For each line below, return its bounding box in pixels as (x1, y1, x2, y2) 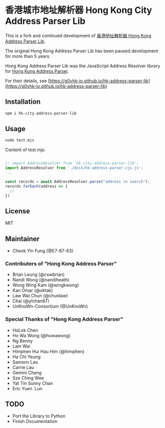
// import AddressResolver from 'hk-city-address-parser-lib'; (5, 161, 139, 166)
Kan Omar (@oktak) (12, 287, 53, 293)
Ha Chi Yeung (12, 354, 41, 360)
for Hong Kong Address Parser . (5, 68, 69, 74)
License (5, 207, 30, 215)
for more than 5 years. (5, 53, 51, 59)
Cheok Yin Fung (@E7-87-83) (12, 248, 74, 254)
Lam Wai (12, 343, 31, 349)
